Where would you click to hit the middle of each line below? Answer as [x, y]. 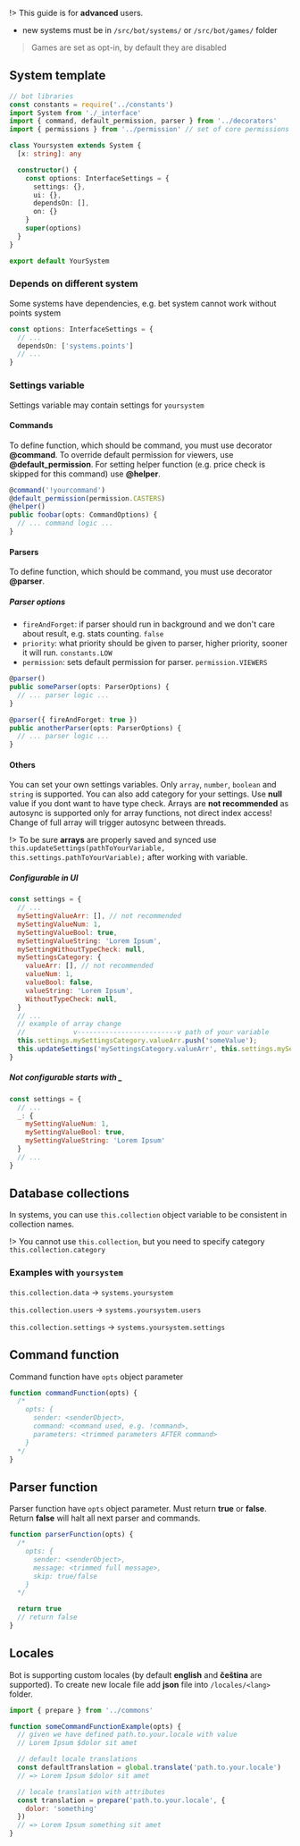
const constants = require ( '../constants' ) [92, 105]
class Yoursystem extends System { [75, 146]
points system [35, 313]
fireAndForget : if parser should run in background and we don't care [148, 624]
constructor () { [47, 170]
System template [58, 76]
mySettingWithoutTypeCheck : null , [81, 949]
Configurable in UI [44, 877]
